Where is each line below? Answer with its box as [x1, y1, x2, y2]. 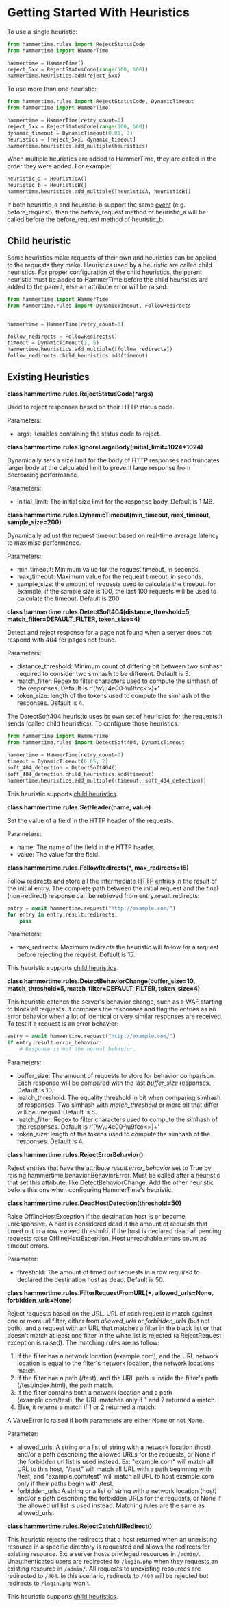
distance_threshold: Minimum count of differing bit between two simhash [16, 662, 223, 671]
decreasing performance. [7, 471, 79, 479]
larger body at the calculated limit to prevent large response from [7, 463, 190, 471]
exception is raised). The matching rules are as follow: [7, 1338, 159, 1347]
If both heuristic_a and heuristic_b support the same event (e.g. [7, 201, 186, 209]
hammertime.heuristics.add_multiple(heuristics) [7, 142, 149, 149]
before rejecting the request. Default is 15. [16, 950, 136, 959]
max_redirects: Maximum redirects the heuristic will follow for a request [16, 943, 219, 952]
